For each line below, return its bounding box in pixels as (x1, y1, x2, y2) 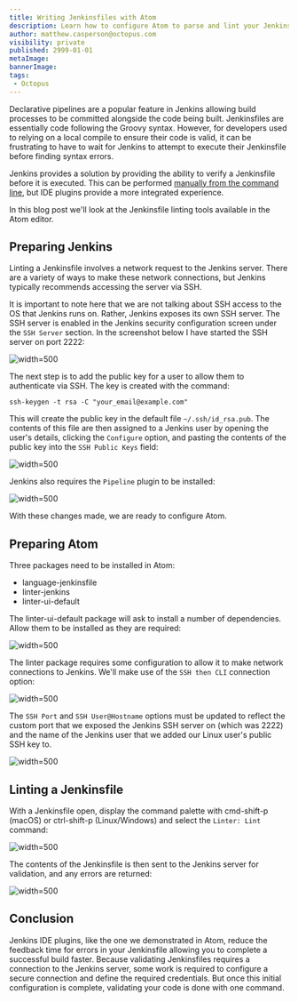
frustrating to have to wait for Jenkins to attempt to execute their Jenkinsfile (9, 141, 286, 152)
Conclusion (9, 911, 74, 926)
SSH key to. (9, 739, 52, 749)
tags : (9, 71, 29, 80)
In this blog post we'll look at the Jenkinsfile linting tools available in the (9, 204, 271, 214)
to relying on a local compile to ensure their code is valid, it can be (9, 132, 252, 142)
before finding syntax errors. (9, 150, 114, 161)
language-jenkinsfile (21, 577, 98, 588)
